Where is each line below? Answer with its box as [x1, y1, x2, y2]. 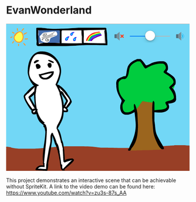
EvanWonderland [6, 4, 92, 17]
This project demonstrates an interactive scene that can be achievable [6, 177, 177, 184]
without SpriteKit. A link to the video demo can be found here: [6, 183, 156, 190]
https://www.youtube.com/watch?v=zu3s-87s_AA [6, 189, 127, 196]
